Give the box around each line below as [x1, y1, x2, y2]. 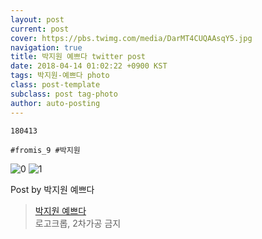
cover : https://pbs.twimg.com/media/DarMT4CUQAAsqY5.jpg [10, 33, 253, 43]
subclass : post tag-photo [10, 89, 118, 99]
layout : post [10, 14, 65, 25]
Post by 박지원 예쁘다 [10, 183, 95, 195]
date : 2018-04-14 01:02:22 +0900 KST [10, 61, 168, 71]
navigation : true [10, 42, 83, 53]
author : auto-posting [10, 98, 101, 108]
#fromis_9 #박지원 [10, 145, 81, 155]
